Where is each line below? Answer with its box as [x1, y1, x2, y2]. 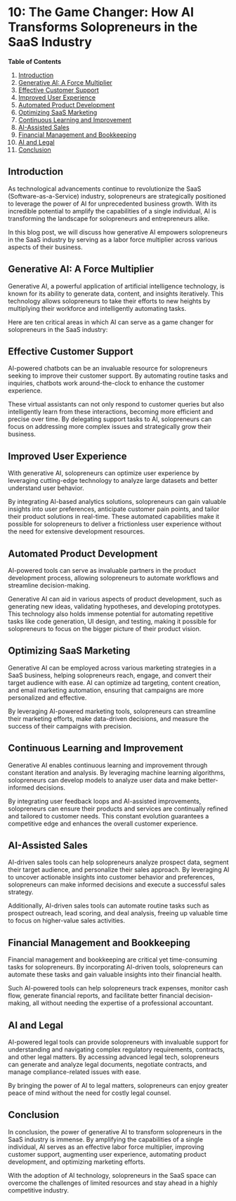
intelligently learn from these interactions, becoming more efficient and [8, 408, 214, 416]
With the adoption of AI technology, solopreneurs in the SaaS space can [8, 1171, 217, 1179]
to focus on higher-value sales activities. [8, 917, 126, 925]
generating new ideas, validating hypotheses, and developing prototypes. [8, 602, 221, 611]
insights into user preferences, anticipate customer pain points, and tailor [8, 505, 220, 513]
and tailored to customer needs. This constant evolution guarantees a [8, 811, 209, 820]
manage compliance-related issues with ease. [8, 1068, 141, 1076]
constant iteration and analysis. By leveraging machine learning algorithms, [8, 768, 225, 776]
